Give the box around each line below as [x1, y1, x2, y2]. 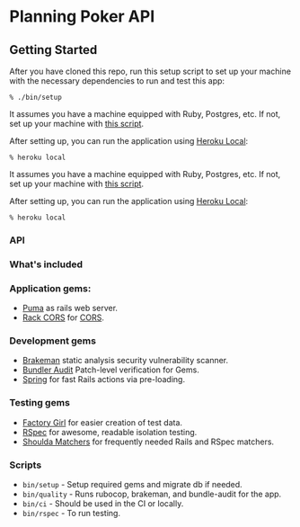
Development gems [9, 335, 97, 347]
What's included [9, 258, 84, 271]
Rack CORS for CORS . [22, 312, 105, 323]
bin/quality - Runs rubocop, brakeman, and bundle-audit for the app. [22, 488, 282, 500]
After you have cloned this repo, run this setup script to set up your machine [9, 66, 292, 76]
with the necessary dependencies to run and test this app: [9, 76, 225, 86]
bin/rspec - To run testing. [22, 508, 121, 519]
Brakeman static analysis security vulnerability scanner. [22, 355, 229, 366]
